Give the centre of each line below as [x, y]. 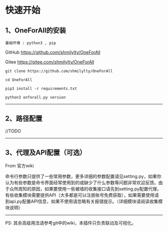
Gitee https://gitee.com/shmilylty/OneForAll [50, 62]
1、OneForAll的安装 [36, 30]
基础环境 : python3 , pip [31, 43]
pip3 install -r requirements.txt [41, 88]
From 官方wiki [19, 165]
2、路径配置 [24, 119]
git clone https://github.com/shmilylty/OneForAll [59, 71]
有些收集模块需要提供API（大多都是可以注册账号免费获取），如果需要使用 [80, 195]
